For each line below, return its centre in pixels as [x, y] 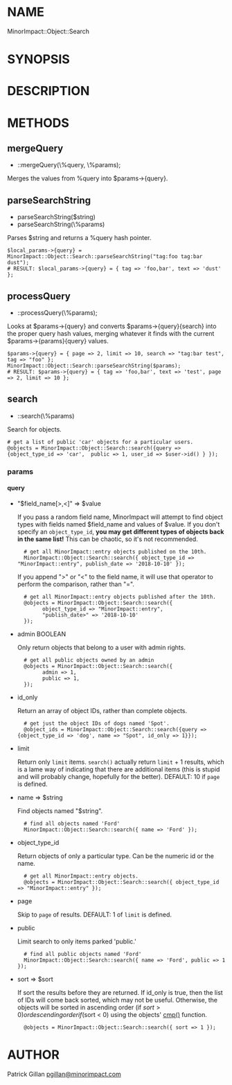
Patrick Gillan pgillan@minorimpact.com [64, 1074]
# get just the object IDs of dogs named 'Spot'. [97, 723]
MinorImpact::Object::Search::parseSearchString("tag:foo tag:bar [105, 257]
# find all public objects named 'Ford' [83, 954]
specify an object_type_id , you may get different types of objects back [121, 531]
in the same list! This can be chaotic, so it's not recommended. [108, 539]
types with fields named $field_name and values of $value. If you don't [118, 524]
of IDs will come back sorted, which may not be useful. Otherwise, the [117, 1000]
